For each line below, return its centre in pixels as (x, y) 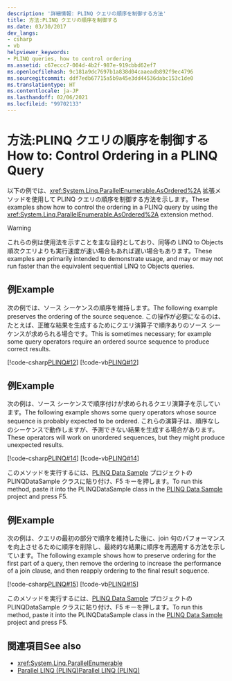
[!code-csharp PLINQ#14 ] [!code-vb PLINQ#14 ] (73, 458)
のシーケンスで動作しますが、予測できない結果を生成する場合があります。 (113, 430)
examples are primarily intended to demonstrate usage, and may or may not (115, 258)
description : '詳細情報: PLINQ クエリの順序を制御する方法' (87, 14)
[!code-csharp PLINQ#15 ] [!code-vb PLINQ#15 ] (73, 585)
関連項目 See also (44, 646)
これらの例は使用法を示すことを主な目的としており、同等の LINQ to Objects (115, 242)
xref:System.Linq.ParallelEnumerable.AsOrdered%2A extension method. (110, 214)
